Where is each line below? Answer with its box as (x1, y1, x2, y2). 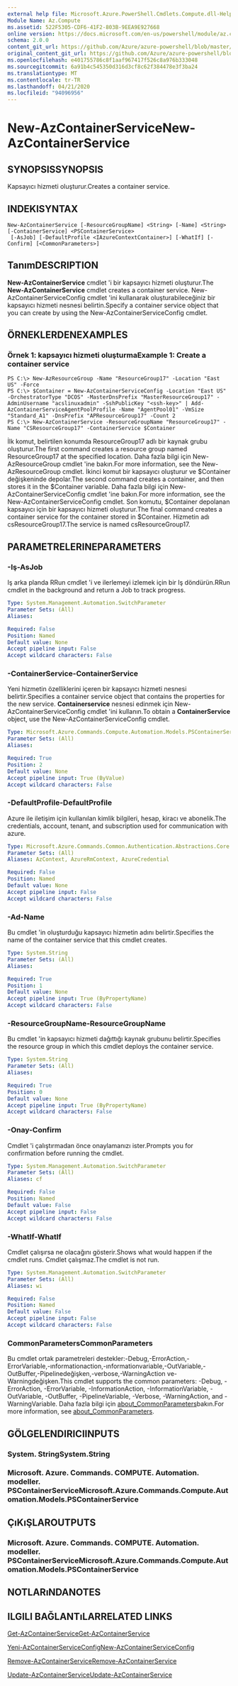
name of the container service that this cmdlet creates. (7, 936, 168, 944)
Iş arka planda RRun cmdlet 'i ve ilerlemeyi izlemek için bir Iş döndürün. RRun (7, 578, 230, 587)
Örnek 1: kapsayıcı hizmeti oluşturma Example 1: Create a (7, 351, 207, 360)
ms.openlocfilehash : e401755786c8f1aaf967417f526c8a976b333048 (7, 57, 198, 64)
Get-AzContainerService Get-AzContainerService (7, 1629, 150, 1638)
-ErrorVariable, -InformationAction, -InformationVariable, (43, 1384, 209, 1393)
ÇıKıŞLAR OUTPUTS (7, 1516, 96, 1528)
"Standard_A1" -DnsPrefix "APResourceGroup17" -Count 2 (7, 412, 176, 419)
